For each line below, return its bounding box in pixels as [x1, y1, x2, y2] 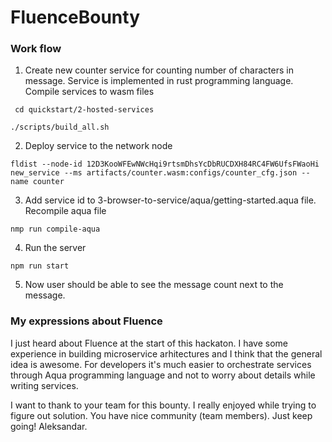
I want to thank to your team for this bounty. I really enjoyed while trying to [10, 399, 317, 411]
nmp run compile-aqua [10, 224, 101, 235]
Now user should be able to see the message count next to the [24, 279, 284, 291]
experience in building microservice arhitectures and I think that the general [10, 347, 323, 360]
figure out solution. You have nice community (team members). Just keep [10, 409, 313, 421]
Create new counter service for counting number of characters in [24, 64, 294, 76]
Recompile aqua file [24, 205, 107, 217]
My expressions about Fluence [10, 314, 163, 328]
